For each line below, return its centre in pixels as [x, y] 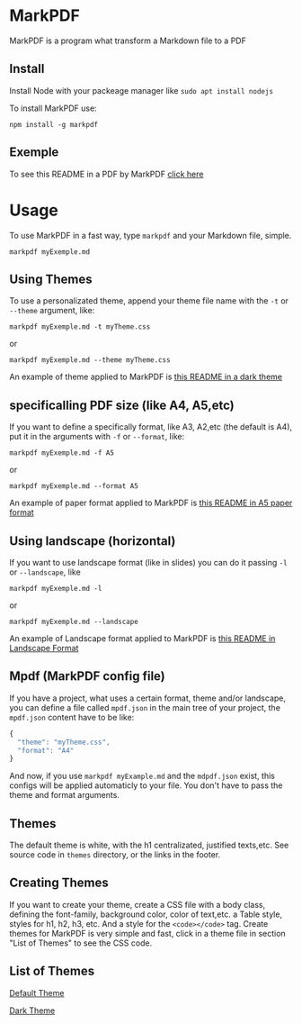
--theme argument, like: [52, 311]
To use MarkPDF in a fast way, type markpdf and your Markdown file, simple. [151, 235]
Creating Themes [59, 883]
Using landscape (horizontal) [93, 541]
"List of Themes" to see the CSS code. [81, 943]
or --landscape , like [45, 572]
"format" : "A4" [46, 750]
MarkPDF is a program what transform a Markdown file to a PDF [128, 41]
